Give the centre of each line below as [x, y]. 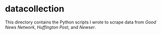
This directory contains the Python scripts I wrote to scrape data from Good [81, 22]
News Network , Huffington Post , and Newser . [50, 27]
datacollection [35, 9]
